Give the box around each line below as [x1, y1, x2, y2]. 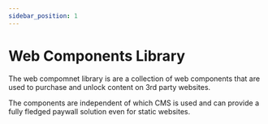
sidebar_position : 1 [8, 11, 79, 20]
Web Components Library [8, 46, 185, 65]
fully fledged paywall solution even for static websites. [8, 106, 191, 116]
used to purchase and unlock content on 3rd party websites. [8, 82, 211, 92]
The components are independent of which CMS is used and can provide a [8, 98, 260, 108]
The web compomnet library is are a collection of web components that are [8, 74, 261, 83]
